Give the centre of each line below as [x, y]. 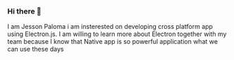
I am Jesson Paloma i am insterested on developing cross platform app [110, 27]
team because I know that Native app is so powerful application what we [113, 42]
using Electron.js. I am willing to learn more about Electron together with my [117, 34]
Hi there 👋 [25, 11]
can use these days [36, 49]
